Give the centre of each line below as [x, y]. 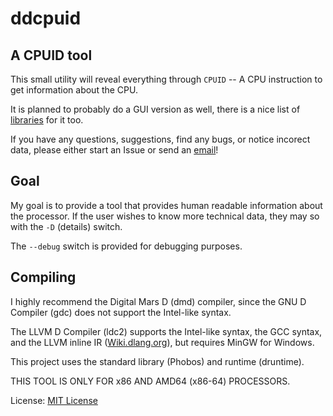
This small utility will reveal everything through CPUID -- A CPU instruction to [166, 79]
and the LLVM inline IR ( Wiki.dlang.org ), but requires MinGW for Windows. [162, 342]
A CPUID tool [51, 55]
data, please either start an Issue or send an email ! [114, 150]
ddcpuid [46, 18]
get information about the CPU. [74, 90]
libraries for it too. [47, 120]
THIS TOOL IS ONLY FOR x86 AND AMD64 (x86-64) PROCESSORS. [150, 381]
